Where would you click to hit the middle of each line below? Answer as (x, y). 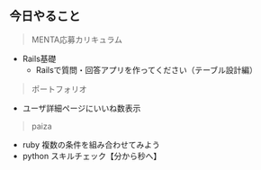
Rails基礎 (39, 58)
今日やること (45, 16)
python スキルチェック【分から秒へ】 (92, 156)
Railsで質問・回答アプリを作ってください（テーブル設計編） (147, 69)
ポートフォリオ (59, 89)
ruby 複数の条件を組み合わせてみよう (91, 144)
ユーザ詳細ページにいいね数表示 (81, 108)
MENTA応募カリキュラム (77, 40)
